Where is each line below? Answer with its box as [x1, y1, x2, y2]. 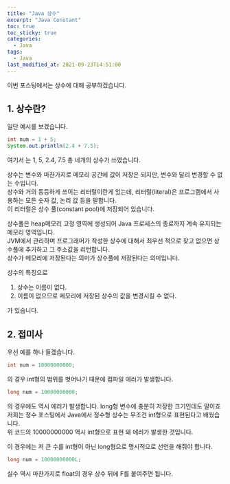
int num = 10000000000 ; [7, 362, 76, 368]
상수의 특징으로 [7, 269, 48, 277]
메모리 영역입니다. [7, 228, 56, 236]
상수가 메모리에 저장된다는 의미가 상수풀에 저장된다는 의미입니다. [7, 254, 180, 262]
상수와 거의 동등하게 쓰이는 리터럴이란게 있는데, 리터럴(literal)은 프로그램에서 [7, 188, 212, 196]
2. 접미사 [7, 328, 43, 340]
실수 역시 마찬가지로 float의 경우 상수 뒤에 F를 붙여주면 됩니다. [7, 469, 174, 478]
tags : [7, 49, 23, 56]
